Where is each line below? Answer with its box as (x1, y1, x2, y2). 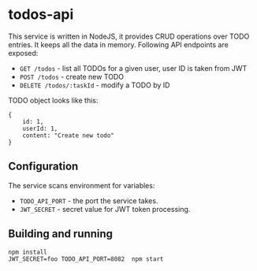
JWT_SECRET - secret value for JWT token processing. (19, 204, 191, 213)
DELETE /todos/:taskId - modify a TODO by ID (19, 80, 170, 90)
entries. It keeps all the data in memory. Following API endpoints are (8, 39, 229, 49)
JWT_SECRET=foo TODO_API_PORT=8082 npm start (8, 254, 164, 263)
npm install (8, 248, 47, 256)
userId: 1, (22, 124, 58, 132)
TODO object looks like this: (8, 95, 99, 105)
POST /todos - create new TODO (19, 72, 125, 81)
